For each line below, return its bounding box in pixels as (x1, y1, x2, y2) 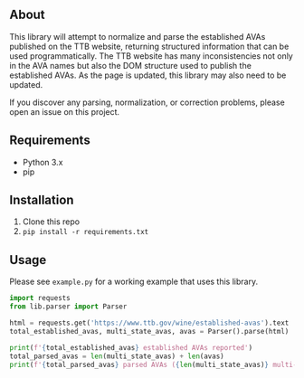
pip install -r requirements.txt (22, 228, 149, 237)
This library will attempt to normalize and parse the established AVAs (9, 31, 266, 42)
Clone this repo (22, 216, 80, 227)
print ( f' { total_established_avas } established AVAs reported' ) (9, 343, 253, 352)
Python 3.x (22, 156, 63, 167)
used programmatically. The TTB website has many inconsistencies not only (9, 50, 294, 61)
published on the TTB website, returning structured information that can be (9, 41, 290, 52)
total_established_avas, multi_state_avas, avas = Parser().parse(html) (9, 326, 290, 335)
